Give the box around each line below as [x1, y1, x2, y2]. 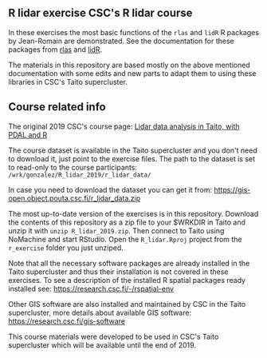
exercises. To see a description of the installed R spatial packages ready [8, 275, 245, 284]
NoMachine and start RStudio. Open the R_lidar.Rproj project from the [8, 234, 242, 244]
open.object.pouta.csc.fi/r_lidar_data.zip [8, 193, 141, 203]
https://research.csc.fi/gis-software [8, 316, 126, 326]
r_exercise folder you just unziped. [8, 243, 124, 253]
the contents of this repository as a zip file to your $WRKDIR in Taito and [8, 217, 245, 227]
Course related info [8, 100, 106, 114]
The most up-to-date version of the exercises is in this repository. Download [8, 209, 259, 218]
